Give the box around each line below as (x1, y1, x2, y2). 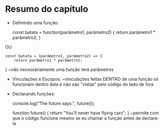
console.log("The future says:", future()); (12, 100, 95, 106)
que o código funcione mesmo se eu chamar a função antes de (12, 115, 141, 121)
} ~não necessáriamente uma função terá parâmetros (5, 66, 114, 72)
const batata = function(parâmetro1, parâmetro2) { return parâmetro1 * (12, 29, 156, 35)
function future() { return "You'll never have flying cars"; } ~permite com (12, 110, 159, 116)
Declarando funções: (12, 91, 55, 97)
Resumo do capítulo (5, 3, 89, 15)
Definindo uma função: (12, 20, 59, 26)
